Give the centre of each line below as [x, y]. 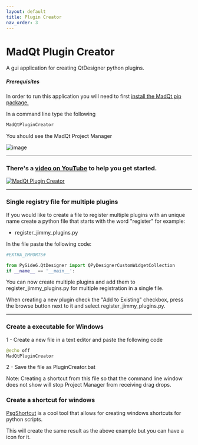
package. [17, 103]
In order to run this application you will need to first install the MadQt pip [94, 96]
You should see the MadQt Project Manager [59, 136]
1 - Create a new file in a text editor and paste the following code [85, 339]
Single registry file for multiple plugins [62, 202]
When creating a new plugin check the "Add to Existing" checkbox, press [95, 300]
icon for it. [19, 437]
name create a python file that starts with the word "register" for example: [96, 221]
